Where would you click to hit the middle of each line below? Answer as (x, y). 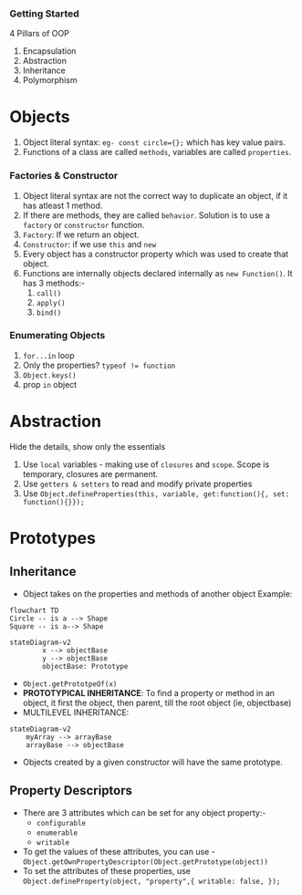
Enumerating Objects (57, 336)
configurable (61, 823)
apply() (51, 303)
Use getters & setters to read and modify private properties (137, 484)
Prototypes (52, 538)
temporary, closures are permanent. (90, 474)
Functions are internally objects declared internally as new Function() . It (158, 273)
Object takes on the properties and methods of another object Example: (157, 593)
